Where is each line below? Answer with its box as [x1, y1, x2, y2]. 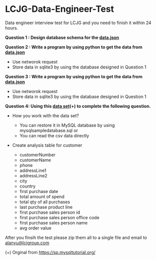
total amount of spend [19, 194, 65, 199]
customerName [19, 157, 51, 163]
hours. [5, 25, 18, 31]
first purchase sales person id [19, 209, 80, 215]
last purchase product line [19, 204, 73, 210]
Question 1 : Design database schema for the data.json [5, 34, 120, 40]
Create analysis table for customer [12, 142, 83, 148]
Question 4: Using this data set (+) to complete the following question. [5, 103, 151, 109]
